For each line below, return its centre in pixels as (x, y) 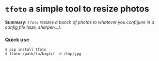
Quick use (17, 39)
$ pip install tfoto (26, 50)
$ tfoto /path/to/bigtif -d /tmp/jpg (43, 54)
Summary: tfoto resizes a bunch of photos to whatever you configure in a (79, 22)
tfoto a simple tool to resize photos (77, 9)
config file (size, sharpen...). (33, 27)
